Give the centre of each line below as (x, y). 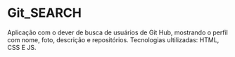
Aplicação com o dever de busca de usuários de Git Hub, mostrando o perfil (118, 32)
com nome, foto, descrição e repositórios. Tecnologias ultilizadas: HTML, (113, 39)
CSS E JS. (22, 47)
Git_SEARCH (45, 13)
